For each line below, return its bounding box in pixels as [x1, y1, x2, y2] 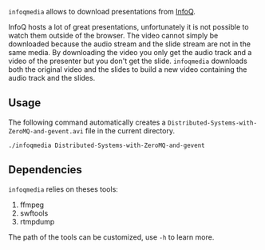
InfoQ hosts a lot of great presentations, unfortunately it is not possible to [8, 22, 249, 31]
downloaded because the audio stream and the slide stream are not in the [8, 39, 251, 49]
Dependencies [8, 163, 82, 177]
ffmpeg [19, 200, 45, 209]
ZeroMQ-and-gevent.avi [8, 127, 84, 135]
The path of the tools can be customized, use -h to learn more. [8, 232, 215, 242]
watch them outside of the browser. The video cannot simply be [8, 31, 219, 40]
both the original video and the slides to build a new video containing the [8, 65, 247, 74]
